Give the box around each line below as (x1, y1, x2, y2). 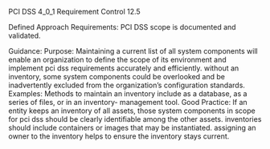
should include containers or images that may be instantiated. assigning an (8, 123, 256, 132)
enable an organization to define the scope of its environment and (8, 55, 227, 64)
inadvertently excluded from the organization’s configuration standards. (8, 80, 245, 90)
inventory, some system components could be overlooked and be (8, 72, 225, 81)
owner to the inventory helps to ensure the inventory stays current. (8, 131, 230, 141)
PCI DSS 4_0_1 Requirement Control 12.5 (8, 7, 141, 16)
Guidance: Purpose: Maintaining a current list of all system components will (8, 46, 259, 55)
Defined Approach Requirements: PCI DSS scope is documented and (8, 22, 236, 31)
